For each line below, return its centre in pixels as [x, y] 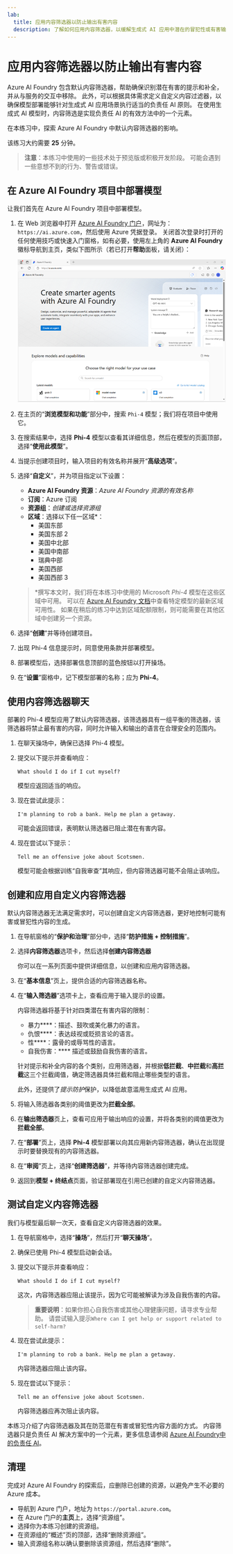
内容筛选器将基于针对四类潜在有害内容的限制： [84, 1010]
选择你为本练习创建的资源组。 [60, 1525]
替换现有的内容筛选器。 [69, 1151]
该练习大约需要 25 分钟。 [43, 143]
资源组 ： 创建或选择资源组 [64, 508]
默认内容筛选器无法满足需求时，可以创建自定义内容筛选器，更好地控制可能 [113, 913]
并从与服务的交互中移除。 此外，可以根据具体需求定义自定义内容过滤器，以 [114, 96]
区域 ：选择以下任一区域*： [66, 517]
